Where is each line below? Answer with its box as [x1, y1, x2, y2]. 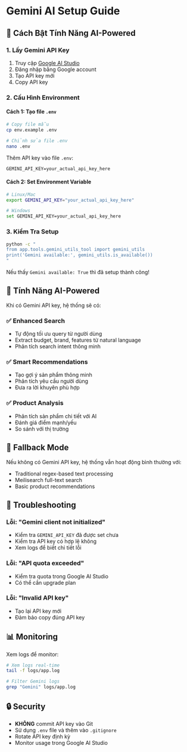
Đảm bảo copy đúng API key [14, 613, 85, 621]
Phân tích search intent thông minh [14, 343, 101, 350]
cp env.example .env [6, 127, 58, 133]
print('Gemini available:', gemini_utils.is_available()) [6, 252, 153, 258]
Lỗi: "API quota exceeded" [6, 559, 85, 567]
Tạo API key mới [14, 72, 55, 79]
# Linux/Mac [6, 191, 36, 198]
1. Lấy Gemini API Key [6, 46, 70, 54]
